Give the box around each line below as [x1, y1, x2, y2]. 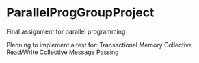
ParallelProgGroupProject [6, 5, 155, 21]
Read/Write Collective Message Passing [6, 48, 119, 56]
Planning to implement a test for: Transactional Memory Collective [6, 40, 193, 49]
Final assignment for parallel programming [6, 27, 126, 36]
